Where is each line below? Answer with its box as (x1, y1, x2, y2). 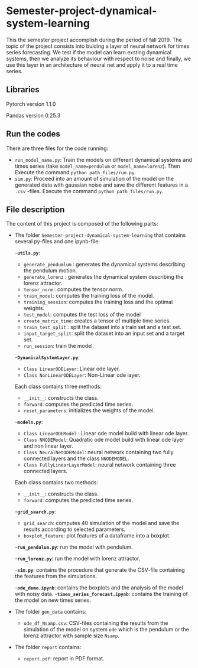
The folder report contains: (14, 644, 82, 651)
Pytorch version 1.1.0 (6, 100, 56, 107)
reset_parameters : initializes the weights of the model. (23, 407, 155, 414)
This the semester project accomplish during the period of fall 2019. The (6, 36, 182, 43)
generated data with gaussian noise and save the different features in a (14, 181, 188, 188)
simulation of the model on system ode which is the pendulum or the (23, 626, 189, 633)
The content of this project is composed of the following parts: (6, 220, 158, 227)
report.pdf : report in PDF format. (23, 655, 105, 662)
